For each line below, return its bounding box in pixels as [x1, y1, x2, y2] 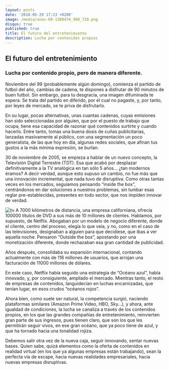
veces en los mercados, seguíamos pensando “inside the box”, [5, 181, 136, 187]
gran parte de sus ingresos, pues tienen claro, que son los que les [5, 317, 143, 323]
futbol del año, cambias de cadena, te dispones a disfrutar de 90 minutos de [5, 86, 164, 92]
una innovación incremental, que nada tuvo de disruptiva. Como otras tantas [5, 175, 164, 182]
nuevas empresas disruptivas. [5, 359, 68, 365]
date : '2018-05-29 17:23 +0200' [5, 12, 73, 17]
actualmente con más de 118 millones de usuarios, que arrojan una [5, 254, 144, 260]
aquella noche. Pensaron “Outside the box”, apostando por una [5, 234, 136, 240]
